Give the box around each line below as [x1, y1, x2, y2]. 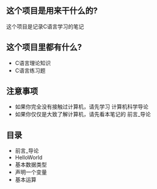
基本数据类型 [14, 161, 47, 169]
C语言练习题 [14, 67, 46, 74]
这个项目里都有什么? [6, 42, 82, 52]
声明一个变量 [14, 169, 47, 176]
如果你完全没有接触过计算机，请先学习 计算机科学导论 [14, 103, 149, 110]
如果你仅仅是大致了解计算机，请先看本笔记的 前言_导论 [14, 111, 152, 118]
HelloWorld [14, 154, 43, 161]
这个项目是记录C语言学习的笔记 [6, 23, 84, 30]
